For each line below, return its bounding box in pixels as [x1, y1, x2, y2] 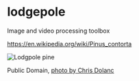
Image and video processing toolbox [7, 27, 110, 35]
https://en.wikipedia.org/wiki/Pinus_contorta [7, 39, 132, 48]
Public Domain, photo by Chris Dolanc [7, 66, 114, 74]
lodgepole [7, 4, 66, 20]
